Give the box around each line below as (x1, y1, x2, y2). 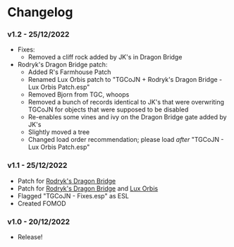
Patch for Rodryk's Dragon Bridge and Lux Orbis (17, 184, 159, 193)
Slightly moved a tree (27, 128, 90, 136)
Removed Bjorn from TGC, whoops (27, 90, 130, 99)
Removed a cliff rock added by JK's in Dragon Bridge (27, 53, 183, 61)
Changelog (7, 4, 73, 20)
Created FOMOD (17, 199, 66, 207)
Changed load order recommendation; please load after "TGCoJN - (27, 135, 224, 144)
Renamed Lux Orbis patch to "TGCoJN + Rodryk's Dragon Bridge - (27, 76, 223, 84)
